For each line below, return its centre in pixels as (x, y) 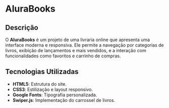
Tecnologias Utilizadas (42, 72)
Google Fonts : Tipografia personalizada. (55, 95)
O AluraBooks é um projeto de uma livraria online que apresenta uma (78, 40)
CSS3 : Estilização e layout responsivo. (53, 89)
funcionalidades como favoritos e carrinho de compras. (63, 56)
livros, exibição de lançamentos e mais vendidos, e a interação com (76, 50)
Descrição (22, 28)
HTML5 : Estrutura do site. (39, 84)
